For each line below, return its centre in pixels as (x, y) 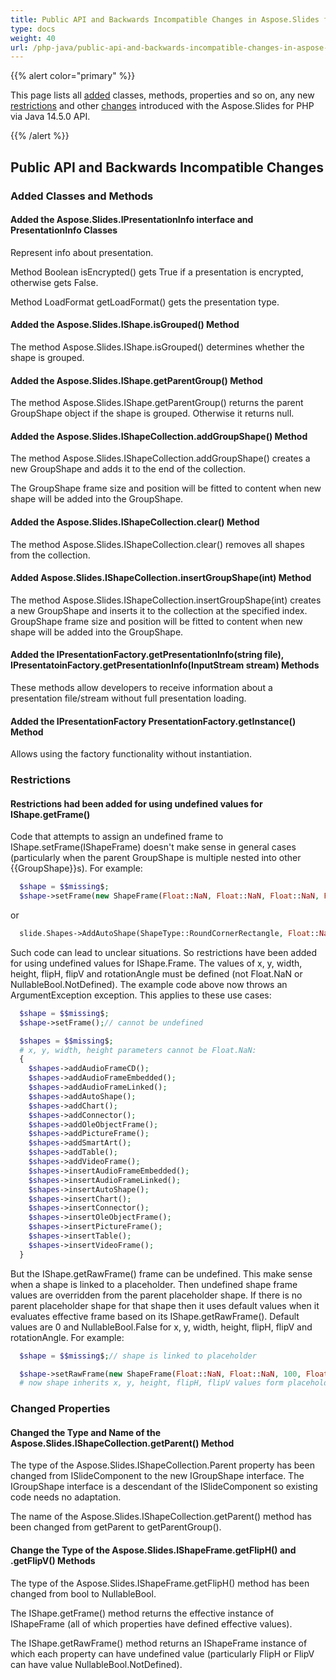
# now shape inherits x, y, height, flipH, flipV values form (151, 1383)
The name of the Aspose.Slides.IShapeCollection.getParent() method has (161, 1517)
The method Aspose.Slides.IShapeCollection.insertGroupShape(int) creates (166, 600)
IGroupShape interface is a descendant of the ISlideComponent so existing (164, 1487)
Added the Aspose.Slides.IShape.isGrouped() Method (125, 325)
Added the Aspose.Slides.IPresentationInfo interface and (132, 220)
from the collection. (50, 555)
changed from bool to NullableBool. (83, 1593)
